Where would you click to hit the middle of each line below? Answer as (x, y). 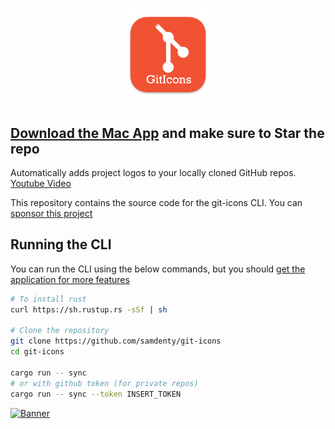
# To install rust (48, 299)
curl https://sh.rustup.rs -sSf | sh (89, 309)
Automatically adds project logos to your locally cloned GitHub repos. (153, 172)
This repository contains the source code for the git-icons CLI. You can (156, 202)
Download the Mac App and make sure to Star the (167, 133)
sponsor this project (51, 213)
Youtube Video (41, 183)
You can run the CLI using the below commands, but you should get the (158, 269)
